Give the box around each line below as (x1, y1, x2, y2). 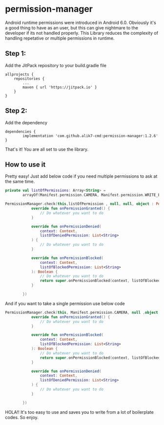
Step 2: (5, 107, 28, 115)
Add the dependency (5, 119, 48, 125)
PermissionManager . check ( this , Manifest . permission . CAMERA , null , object (5, 310, 159, 315)
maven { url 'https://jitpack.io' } (22, 85, 97, 90)
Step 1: (5, 49, 26, 58)
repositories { (14, 76, 45, 81)
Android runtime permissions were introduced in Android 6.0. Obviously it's (5, 20, 156, 25)
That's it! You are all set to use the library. (5, 146, 89, 152)
